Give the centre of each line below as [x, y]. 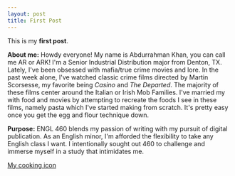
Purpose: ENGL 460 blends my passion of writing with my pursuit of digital [117, 128]
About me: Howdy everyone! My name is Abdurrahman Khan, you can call [116, 55]
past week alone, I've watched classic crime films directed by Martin [108, 77]
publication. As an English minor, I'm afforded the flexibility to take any [110, 136]
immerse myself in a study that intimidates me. [76, 151]
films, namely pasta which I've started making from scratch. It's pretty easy [118, 107]
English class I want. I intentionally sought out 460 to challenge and [106, 143]
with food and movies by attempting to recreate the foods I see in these [112, 99]
